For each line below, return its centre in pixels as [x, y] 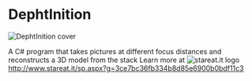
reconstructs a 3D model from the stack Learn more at [97, 60]
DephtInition [50, 15]
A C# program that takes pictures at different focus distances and [115, 51]
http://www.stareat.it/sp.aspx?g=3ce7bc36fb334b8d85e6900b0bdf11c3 [126, 68]
